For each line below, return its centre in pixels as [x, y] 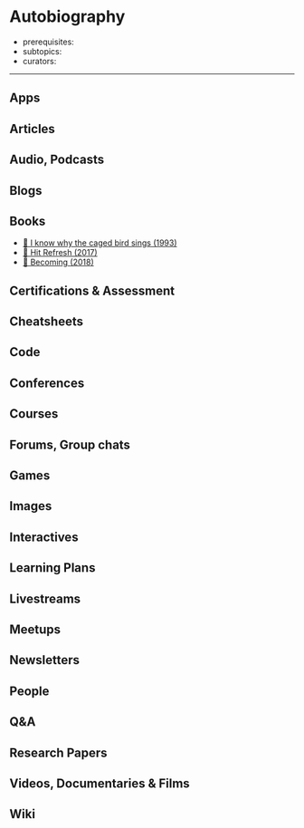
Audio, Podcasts [57, 160]
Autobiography [67, 17]
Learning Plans [52, 568]
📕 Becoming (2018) [58, 262]
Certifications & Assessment [92, 290]
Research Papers [58, 752]
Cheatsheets [47, 322]
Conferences [47, 383]
